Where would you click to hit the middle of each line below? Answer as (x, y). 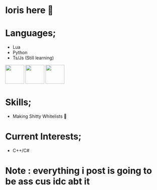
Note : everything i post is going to (79, 171)
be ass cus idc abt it (48, 182)
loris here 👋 (29, 10)
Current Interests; (43, 136)
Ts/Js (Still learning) (33, 58)
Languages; (31, 33)
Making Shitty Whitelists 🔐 (40, 116)
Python (20, 53)
